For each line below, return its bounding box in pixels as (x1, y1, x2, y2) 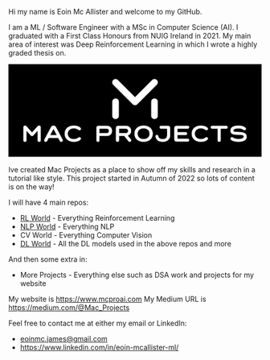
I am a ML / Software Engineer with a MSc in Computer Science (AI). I (8, 23, 239, 31)
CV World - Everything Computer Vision (19, 230, 153, 240)
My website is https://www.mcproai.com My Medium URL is (8, 294, 207, 304)
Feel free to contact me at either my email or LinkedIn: (8, 318, 187, 329)
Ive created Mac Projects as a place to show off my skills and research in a (8, 165, 256, 175)
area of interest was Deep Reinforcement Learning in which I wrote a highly (8, 39, 258, 49)
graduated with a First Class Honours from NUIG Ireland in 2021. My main (8, 31, 252, 40)
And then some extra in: (8, 254, 88, 264)
